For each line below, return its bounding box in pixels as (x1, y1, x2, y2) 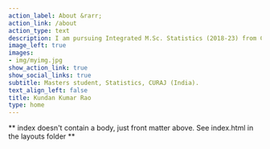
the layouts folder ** (8, 131, 76, 141)
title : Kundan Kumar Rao (8, 94, 92, 102)
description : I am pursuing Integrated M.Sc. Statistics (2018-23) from (8, 34, 257, 42)
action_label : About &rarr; (8, 11, 103, 20)
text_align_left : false (8, 86, 88, 95)
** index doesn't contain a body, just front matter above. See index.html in (8, 123, 254, 133)
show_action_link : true (8, 64, 88, 72)
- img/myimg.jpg (8, 57, 63, 65)
